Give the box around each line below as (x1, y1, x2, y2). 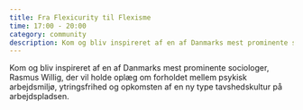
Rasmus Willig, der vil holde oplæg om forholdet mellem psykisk (9, 72, 248, 83)
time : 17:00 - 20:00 (9, 21, 87, 30)
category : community (9, 30, 87, 38)
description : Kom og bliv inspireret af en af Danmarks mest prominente (9, 38, 289, 47)
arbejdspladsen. (9, 91, 69, 102)
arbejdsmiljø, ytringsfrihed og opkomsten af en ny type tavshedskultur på (9, 81, 282, 92)
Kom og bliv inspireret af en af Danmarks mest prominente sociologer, (9, 63, 270, 73)
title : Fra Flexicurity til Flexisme (9, 13, 151, 22)
